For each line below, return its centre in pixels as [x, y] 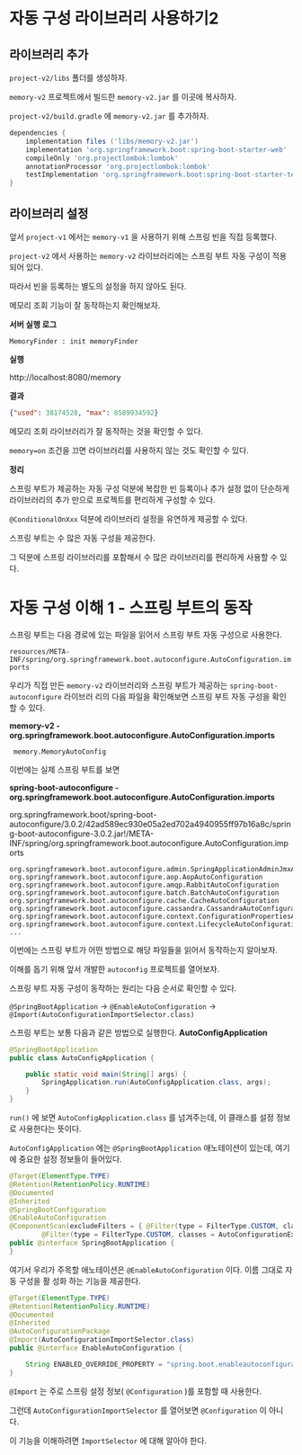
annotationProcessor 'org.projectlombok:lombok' [118, 166]
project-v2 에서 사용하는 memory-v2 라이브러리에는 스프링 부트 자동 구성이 [140, 255]
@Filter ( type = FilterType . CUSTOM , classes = [129, 1235]
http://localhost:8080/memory [65, 377]
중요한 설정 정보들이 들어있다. [71, 1159]
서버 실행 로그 [33, 324]
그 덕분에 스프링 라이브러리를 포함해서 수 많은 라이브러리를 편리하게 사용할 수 [144, 557]
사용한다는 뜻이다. [50, 1129]
